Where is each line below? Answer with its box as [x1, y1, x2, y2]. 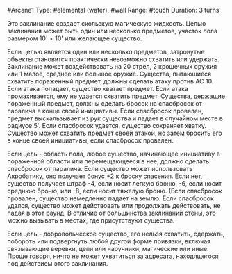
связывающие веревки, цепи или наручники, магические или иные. [7, 245, 210, 252]
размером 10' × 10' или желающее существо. [7, 34, 142, 42]
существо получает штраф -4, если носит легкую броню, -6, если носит [7, 179, 222, 187]
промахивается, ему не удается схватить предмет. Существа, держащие [7, 92, 226, 100]
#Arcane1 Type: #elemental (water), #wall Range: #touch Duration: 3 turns [7, 6, 219, 14]
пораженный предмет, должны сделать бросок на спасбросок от [7, 99, 203, 107]
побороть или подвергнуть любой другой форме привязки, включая [7, 237, 211, 245]
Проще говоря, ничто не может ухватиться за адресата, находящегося [7, 252, 219, 260]
